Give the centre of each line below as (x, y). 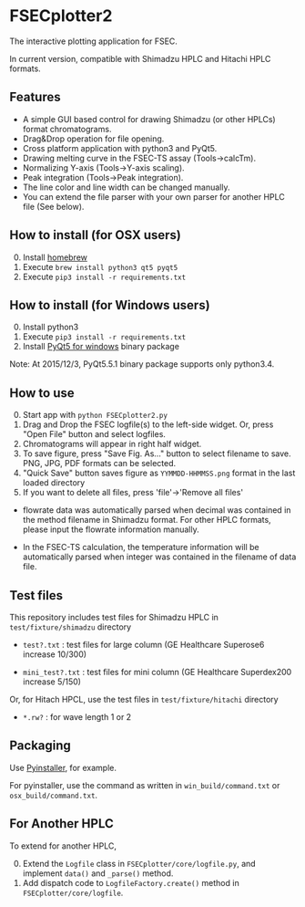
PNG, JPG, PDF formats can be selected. (99, 464)
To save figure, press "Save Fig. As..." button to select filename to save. (157, 453)
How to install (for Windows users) (110, 305)
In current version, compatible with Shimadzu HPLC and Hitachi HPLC (140, 58)
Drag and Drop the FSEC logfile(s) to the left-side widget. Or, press (148, 424)
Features (35, 97)
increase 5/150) (52, 682)
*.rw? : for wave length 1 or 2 (77, 717)
